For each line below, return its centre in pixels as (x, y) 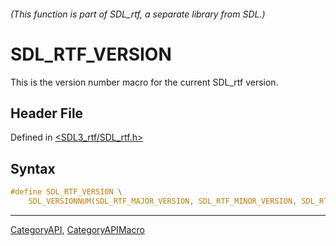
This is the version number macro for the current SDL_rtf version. (144, 82)
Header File (47, 113)
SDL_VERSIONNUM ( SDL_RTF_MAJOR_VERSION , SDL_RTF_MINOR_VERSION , (163, 201)
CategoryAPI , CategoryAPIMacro (77, 229)
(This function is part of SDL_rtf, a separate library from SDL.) (138, 14)
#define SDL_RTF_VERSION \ (66, 192)
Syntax (33, 168)
